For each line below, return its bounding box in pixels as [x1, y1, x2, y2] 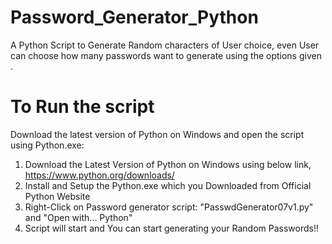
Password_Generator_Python [10, 6, 259, 29]
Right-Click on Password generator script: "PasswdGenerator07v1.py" [24, 201, 314, 213]
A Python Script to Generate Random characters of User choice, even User [10, 39, 320, 51]
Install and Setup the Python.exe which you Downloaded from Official [24, 179, 312, 191]
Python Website [24, 190, 91, 202]
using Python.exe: [10, 139, 85, 151]
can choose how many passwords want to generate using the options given [10, 49, 322, 61]
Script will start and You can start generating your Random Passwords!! [24, 222, 319, 234]
